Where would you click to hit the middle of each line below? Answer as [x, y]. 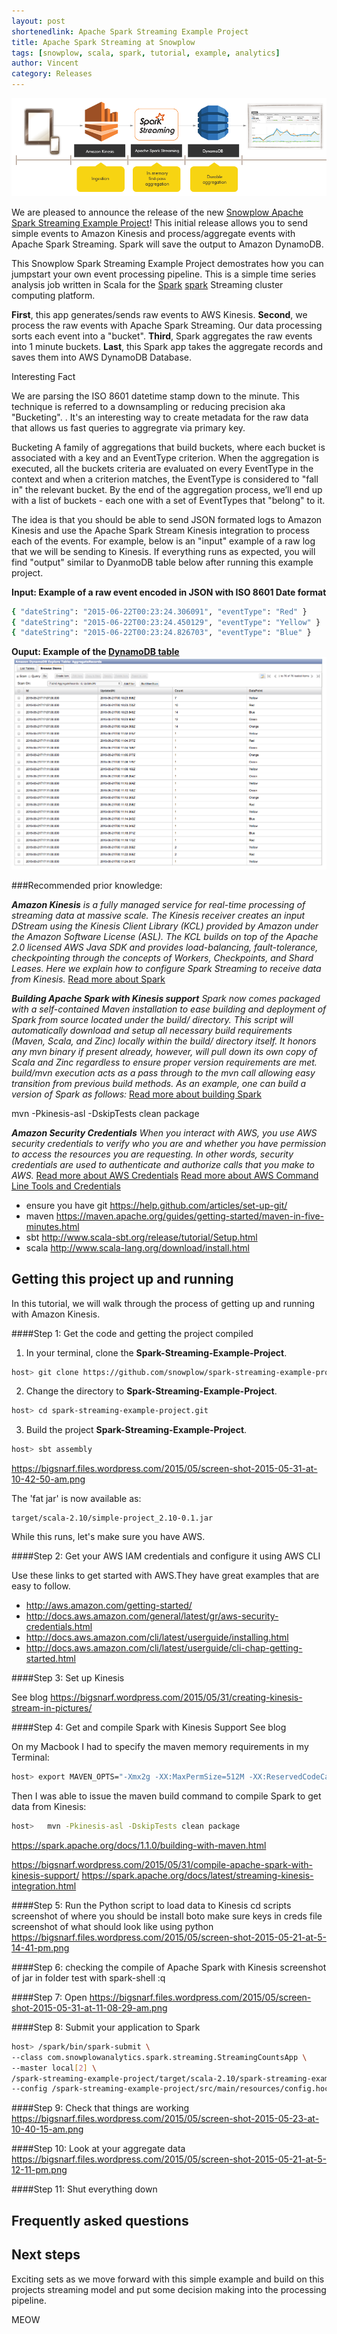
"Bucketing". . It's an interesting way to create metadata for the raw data [160, 417]
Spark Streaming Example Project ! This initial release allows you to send [160, 222]
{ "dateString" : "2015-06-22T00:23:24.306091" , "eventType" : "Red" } [159, 611]
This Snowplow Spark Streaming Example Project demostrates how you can [167, 263]
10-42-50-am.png [48, 1479]
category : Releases [52, 74]
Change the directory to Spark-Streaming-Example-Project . [151, 1391]
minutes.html [52, 1226]
